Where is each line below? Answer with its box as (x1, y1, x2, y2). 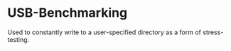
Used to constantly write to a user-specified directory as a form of (7, 28, 201, 36)
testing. (7, 35, 30, 43)
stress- (202, 28, 224, 36)
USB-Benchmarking (7, 5, 128, 21)
